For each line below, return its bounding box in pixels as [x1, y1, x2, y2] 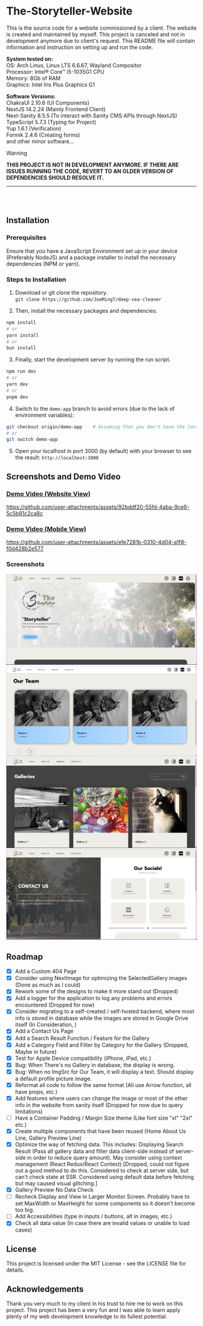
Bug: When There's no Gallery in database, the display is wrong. [14, 1061, 175, 1068]
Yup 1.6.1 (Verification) [6, 125, 62, 132]
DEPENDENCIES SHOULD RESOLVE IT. [6, 174, 104, 181]
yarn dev [6, 381, 28, 388]
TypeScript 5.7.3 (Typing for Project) [6, 118, 97, 125]
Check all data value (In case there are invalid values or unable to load [14, 1220, 190, 1227]
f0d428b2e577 [6, 545, 44, 552]
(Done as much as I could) [14, 981, 81, 988]
